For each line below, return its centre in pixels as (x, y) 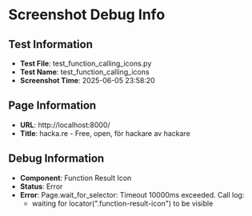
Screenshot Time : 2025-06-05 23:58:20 (88, 80)
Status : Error (41, 186)
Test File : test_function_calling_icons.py (86, 63)
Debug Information (56, 159)
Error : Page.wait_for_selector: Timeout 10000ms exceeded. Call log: (132, 194)
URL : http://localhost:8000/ (65, 125)
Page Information (52, 106)
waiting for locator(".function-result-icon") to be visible (122, 203)
